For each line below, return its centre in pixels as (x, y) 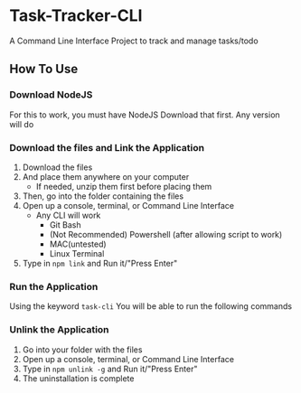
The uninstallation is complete (78, 378)
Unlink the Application (60, 330)
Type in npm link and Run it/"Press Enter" (100, 263)
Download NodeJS (51, 95)
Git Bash (65, 225)
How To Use (44, 69)
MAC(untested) (78, 244)
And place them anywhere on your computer (106, 176)
